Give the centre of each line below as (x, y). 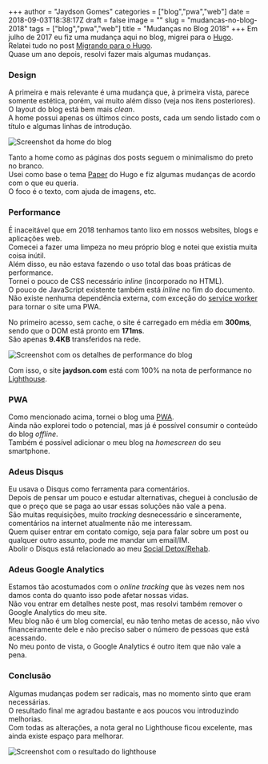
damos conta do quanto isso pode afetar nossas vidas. (99, 596)
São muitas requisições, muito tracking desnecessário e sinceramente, (125, 515)
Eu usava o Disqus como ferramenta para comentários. (99, 489)
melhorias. (26, 719)
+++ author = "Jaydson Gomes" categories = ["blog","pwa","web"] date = (129, 12)
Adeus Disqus (36, 471)
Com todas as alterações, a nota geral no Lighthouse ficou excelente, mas (131, 727)
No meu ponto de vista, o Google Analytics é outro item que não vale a (125, 647)
